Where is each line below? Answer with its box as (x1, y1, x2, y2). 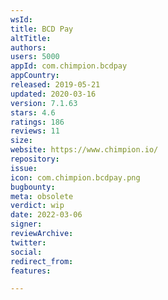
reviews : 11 (10, 126, 60, 136)
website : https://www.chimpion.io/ (10, 145, 159, 155)
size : (10, 136, 33, 146)
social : (10, 247, 43, 257)
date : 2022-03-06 (10, 210, 83, 220)
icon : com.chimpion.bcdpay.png (10, 172, 141, 183)
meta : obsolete (10, 191, 74, 201)
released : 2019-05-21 (10, 80, 101, 90)
